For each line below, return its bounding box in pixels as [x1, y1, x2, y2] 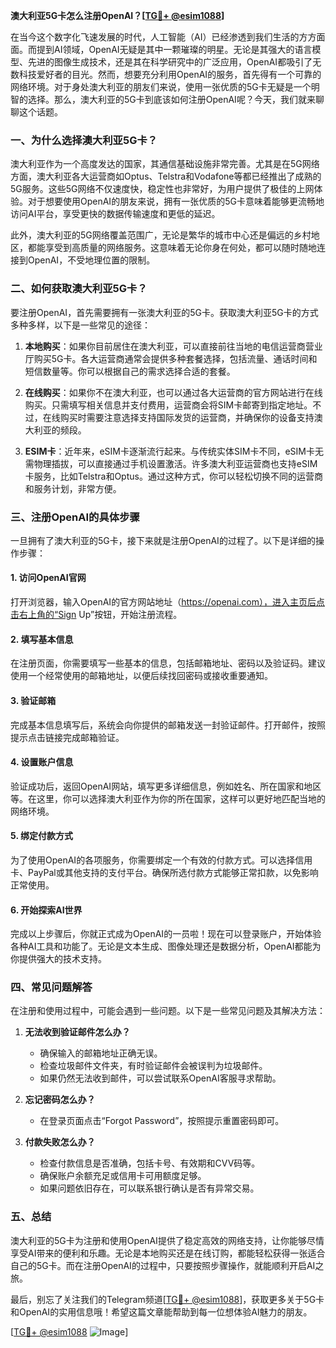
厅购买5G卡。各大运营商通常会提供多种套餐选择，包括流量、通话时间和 [24, 352, 318, 364]
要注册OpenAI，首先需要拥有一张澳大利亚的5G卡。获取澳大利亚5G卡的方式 [10, 306, 319, 318]
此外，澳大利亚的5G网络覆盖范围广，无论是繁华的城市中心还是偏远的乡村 [10, 229, 312, 241]
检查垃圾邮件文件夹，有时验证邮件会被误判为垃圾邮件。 [39, 1060, 268, 1072]
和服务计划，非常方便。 [24, 482, 122, 494]
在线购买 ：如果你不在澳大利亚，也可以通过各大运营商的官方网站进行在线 [24, 386, 323, 398]
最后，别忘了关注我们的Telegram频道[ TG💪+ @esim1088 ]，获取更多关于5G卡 [10, 1293, 325, 1305]
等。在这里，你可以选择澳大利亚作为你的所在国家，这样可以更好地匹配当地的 [10, 792, 326, 804]
